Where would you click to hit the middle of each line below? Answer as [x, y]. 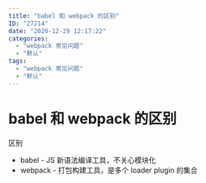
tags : [17, 62]
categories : [28, 38]
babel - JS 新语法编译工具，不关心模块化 [88, 160]
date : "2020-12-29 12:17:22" [57, 31]
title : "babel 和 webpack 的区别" [64, 16]
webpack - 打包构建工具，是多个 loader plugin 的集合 [109, 170]
